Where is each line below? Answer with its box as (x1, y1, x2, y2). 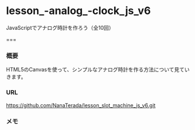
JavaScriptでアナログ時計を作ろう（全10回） (6, 24, 114, 31)
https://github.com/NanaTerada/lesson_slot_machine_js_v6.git (6, 101, 156, 109)
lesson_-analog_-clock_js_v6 (6, 4, 151, 18)
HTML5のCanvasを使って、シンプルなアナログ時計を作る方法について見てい (6, 66, 190, 73)
